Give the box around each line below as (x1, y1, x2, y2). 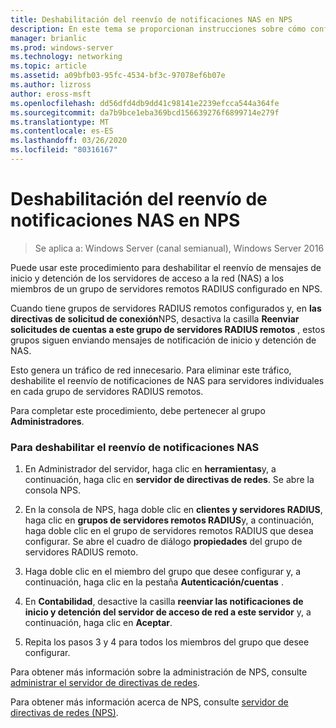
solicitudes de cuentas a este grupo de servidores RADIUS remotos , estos (10, 323, 326, 335)
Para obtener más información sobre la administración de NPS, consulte (10, 666, 308, 678)
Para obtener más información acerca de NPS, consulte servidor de (10, 696, 289, 708)
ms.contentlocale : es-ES (10, 126, 114, 136)
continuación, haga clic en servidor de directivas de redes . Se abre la (24, 474, 315, 486)
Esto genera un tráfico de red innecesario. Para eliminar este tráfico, (10, 364, 292, 376)
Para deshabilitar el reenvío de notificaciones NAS (10, 440, 260, 454)
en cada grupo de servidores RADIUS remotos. (10, 385, 204, 397)
